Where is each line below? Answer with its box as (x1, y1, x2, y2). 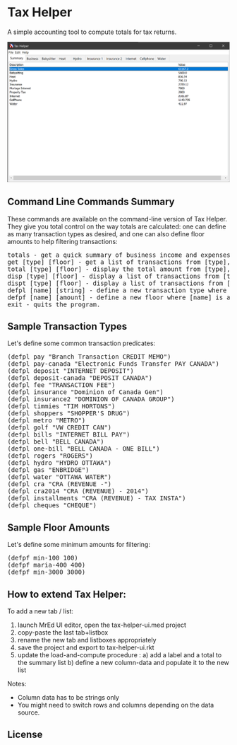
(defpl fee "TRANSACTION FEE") (7, 381, 116, 389)
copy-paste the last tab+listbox (17, 628, 109, 637)
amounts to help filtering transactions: (7, 237, 118, 246)
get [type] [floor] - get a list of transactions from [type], (7, 258, 231, 266)
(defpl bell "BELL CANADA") (7, 438, 104, 446)
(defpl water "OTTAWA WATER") (7, 473, 112, 481)
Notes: (7, 679, 27, 688)
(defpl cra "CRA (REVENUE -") (7, 480, 112, 488)
